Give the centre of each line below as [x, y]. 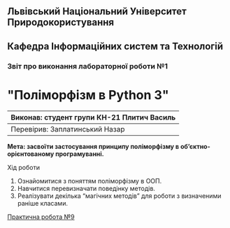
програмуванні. [80, 154]
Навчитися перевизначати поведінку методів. [86, 188]
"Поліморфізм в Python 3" [88, 95]
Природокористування [60, 23]
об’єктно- [196, 146]
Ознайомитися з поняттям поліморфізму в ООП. [89, 180]
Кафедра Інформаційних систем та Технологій [115, 46]
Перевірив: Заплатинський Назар [68, 129]
